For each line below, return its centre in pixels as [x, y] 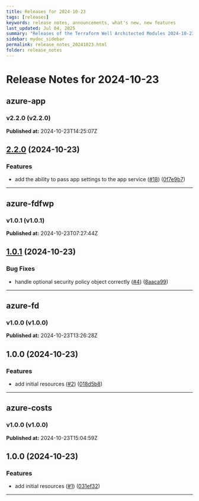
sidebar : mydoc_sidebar [36, 39]
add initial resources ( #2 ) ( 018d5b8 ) [58, 384]
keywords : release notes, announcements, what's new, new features [91, 23]
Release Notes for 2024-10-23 [83, 79]
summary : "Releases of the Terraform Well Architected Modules [86, 34]
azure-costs [29, 408]
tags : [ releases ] [28, 17]
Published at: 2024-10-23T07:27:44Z [52, 233]
